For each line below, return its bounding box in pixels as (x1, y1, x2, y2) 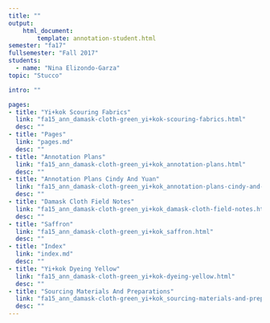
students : (8, 57, 42, 65)
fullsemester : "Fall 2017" (8, 49, 99, 57)
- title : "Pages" (8, 130, 67, 139)
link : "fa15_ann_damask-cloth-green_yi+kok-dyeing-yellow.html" (15, 272, 235, 280)
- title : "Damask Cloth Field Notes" (8, 198, 135, 206)
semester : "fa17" (8, 42, 67, 50)
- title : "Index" (8, 243, 67, 251)
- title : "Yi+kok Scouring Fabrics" (8, 108, 131, 117)
